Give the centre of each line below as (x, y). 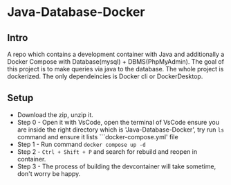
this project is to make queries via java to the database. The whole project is (115, 69)
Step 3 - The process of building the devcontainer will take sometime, (117, 166)
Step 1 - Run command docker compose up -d (82, 144)
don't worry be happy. (49, 173)
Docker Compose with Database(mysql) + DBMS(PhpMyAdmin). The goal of (116, 62)
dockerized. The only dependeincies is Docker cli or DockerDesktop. (105, 76)
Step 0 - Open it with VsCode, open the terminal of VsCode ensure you (118, 122)
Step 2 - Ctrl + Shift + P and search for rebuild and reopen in (107, 151)
